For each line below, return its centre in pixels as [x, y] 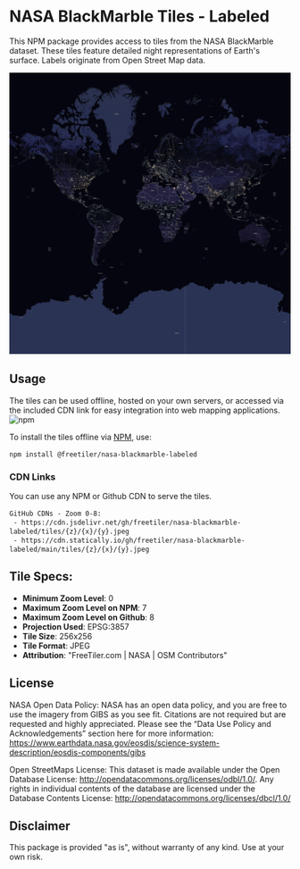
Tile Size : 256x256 [57, 636]
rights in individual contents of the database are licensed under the [133, 789]
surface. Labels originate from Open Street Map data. [108, 60]
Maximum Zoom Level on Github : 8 [88, 617]
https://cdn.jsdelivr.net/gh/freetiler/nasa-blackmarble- [131, 523]
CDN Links [33, 477]
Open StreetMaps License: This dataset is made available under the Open [145, 769]
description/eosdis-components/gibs [78, 752]
